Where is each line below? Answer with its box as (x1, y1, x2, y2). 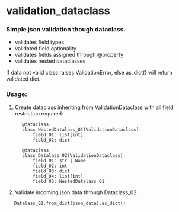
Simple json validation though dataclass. (6, 25, 126, 34)
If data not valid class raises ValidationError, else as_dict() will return (6, 69, 173, 76)
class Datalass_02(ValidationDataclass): (21, 152, 126, 158)
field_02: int (32, 163, 68, 169)
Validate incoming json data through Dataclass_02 (14, 188, 138, 196)
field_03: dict (32, 168, 70, 174)
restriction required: (14, 110, 63, 117)
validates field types (14, 38, 65, 46)
